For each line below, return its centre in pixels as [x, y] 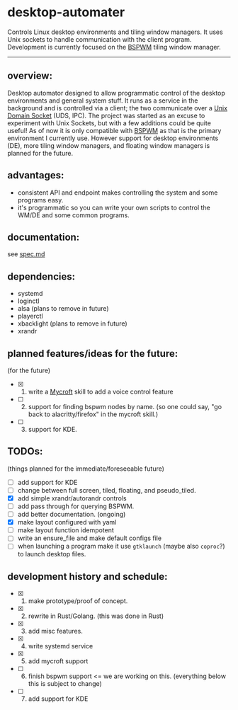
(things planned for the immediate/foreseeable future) [86, 469]
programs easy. [40, 200]
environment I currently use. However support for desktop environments [113, 138]
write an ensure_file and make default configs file [89, 538]
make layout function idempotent [66, 530]
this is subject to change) [65, 684]
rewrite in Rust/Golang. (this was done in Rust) [96, 616]
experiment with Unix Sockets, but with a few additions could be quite [109, 123]
